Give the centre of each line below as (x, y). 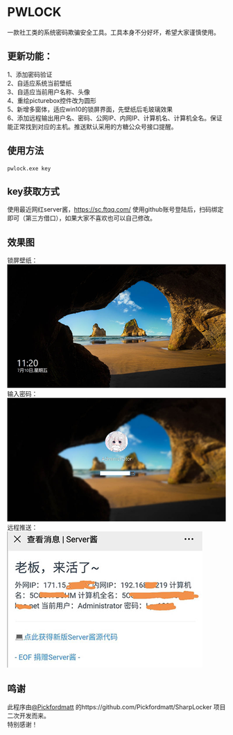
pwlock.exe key (29, 168)
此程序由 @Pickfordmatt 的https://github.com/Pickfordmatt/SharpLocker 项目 (116, 706)
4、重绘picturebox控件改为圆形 (52, 100)
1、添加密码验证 (30, 74)
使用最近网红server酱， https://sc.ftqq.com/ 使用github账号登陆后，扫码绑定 (115, 210)
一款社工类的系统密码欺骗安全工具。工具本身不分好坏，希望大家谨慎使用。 (113, 32)
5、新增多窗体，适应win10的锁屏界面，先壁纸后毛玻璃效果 (90, 109)
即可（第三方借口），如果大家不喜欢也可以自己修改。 (81, 218)
